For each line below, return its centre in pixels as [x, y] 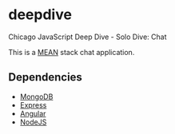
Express [33, 104]
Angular [33, 113]
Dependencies [45, 77]
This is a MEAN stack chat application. [72, 52]
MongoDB [36, 97]
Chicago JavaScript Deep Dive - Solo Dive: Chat [87, 37]
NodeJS [33, 122]
